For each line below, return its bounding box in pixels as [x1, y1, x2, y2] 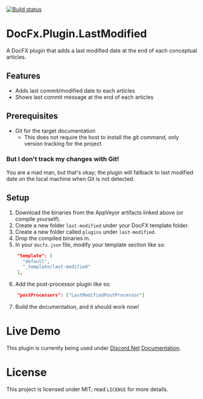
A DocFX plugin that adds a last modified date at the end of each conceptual [6, 47, 198, 54]
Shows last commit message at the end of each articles [15, 93, 154, 101]
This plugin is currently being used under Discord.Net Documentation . [6, 344, 181, 351]
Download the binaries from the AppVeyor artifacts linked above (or [15, 209, 184, 216]
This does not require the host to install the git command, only [24, 133, 179, 140]
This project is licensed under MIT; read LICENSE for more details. [6, 385, 168, 393]
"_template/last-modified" [22, 264, 91, 270]
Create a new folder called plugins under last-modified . [15, 228, 156, 236]
